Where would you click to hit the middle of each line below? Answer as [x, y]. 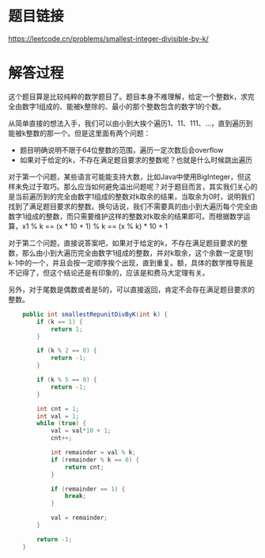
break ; [76, 496]
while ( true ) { [62, 423]
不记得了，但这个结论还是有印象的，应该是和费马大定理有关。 [109, 272]
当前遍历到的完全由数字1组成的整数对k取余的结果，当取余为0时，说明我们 [135, 196]
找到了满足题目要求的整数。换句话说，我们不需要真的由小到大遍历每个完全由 [133, 206]
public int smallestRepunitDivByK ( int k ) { [95, 314]
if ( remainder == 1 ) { [88, 489]
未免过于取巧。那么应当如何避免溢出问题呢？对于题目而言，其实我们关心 [132, 186]
